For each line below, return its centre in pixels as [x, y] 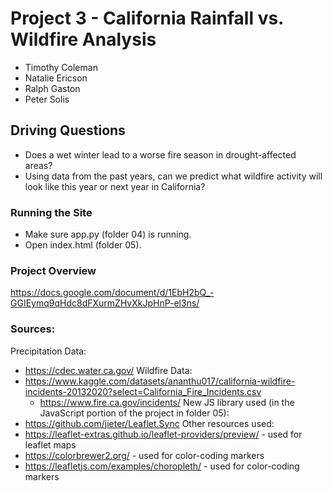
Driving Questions [68, 130]
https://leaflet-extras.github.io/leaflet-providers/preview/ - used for [163, 434]
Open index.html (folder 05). [83, 245]
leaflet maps [50, 444]
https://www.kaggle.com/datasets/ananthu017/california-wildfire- [160, 381]
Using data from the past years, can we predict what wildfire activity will [173, 176]
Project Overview [53, 270]
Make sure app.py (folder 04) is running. [108, 234]
